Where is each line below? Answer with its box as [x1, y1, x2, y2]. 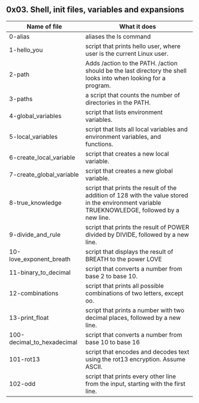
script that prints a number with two [85, 306, 185, 314]
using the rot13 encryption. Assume [85, 355, 185, 363]
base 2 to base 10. [85, 272, 138, 280]
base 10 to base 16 [85, 338, 140, 346]
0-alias [9, 32, 30, 40]
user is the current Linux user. [85, 49, 169, 58]
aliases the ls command [85, 32, 151, 40]
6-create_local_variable [9, 153, 75, 161]
